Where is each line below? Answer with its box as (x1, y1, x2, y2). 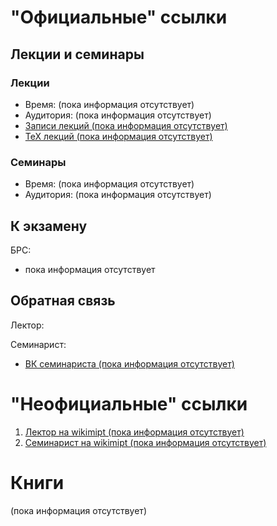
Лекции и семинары (10, 46, 145, 63)
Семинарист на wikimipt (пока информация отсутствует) (24, 436, 267, 448)
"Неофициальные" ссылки (10, 392, 248, 415)
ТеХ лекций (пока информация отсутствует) (24, 130, 213, 142)
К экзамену (10, 217, 88, 235)
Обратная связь (10, 292, 116, 310)
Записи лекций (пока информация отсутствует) (24, 119, 228, 131)
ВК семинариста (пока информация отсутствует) (24, 357, 235, 370)
